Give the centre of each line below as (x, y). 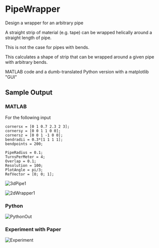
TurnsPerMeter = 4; (25, 157)
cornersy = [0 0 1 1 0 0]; (33, 131)
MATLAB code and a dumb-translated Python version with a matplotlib (77, 72)
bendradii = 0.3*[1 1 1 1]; (34, 140)
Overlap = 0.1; (21, 161)
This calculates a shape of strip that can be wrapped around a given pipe (80, 57)
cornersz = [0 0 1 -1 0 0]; (34, 135)
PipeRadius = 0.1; (24, 152)
